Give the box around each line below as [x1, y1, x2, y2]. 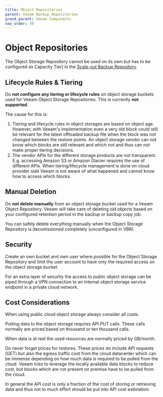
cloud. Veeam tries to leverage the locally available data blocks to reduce [5, 361, 154, 367]
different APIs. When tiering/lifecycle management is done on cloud [12, 163, 150, 168]
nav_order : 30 [5, 21, 34, 26]
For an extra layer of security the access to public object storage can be [5, 274, 152, 279]
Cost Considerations [5, 298, 70, 307]
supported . [5, 102, 29, 108]
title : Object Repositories [5, 7, 63, 12]
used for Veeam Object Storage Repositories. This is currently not [5, 97, 139, 102]
